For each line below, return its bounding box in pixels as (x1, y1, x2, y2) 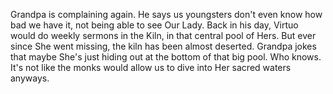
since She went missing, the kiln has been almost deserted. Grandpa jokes (10, 40, 317, 52)
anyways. (10, 72, 50, 84)
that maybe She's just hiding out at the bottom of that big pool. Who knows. (10, 51, 322, 63)
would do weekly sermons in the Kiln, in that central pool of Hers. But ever (10, 30, 317, 41)
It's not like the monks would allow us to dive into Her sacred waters (10, 62, 292, 73)
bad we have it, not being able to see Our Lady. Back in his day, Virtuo (10, 19, 299, 31)
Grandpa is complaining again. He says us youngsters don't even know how (10, 9, 323, 20)
